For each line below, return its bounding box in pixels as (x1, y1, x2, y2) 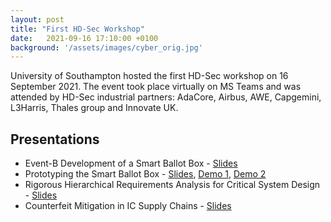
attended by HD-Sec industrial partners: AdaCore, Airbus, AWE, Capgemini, (10, 91, 322, 103)
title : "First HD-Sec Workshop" (10, 24, 145, 34)
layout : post (10, 14, 65, 25)
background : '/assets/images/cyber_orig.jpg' (10, 42, 203, 53)
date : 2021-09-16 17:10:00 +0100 (10, 33, 159, 43)
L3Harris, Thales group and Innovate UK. (10, 102, 179, 114)
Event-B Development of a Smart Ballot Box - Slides (24, 157, 238, 170)
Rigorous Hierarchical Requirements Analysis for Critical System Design (24, 179, 321, 191)
